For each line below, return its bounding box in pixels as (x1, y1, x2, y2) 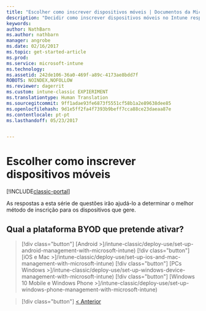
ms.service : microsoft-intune (6, 60, 84, 66)
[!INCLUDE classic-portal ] (6, 188, 71, 195)
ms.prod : (6, 55, 29, 61)
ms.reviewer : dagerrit (6, 83, 64, 90)
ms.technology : (6, 66, 45, 72)
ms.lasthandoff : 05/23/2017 (6, 117, 78, 123)
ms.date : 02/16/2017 (6, 44, 59, 50)
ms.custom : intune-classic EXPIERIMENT (6, 89, 109, 95)
